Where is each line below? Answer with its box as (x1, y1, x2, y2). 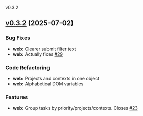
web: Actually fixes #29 (12, 51, 63, 57)
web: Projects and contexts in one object (12, 75, 100, 81)
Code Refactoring (5, 64, 50, 71)
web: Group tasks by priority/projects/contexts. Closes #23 (12, 105, 138, 111)
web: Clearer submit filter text (12, 46, 76, 52)
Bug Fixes (5, 34, 31, 41)
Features (5, 94, 28, 101)
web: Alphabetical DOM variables (12, 81, 84, 87)
